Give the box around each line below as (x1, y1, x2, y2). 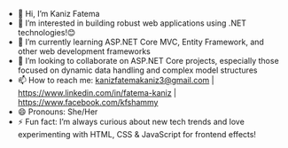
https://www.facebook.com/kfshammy (17, 97, 159, 107)
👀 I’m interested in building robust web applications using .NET (17, 18, 246, 28)
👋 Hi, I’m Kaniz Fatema (17, 9, 100, 19)
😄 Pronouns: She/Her (17, 106, 98, 117)
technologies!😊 (17, 27, 76, 37)
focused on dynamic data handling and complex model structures (17, 65, 258, 75)
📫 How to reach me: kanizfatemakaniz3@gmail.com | (17, 75, 214, 85)
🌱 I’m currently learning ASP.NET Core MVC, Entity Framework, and (17, 36, 264, 47)
